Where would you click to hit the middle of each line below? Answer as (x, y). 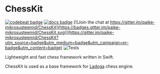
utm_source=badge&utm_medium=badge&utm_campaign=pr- (67, 42)
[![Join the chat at (91, 22)
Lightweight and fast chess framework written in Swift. (60, 57)
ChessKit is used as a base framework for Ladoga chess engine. (69, 66)
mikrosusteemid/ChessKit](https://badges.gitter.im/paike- (63, 27)
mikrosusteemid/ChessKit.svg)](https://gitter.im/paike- (60, 32)
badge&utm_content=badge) (34, 48)
